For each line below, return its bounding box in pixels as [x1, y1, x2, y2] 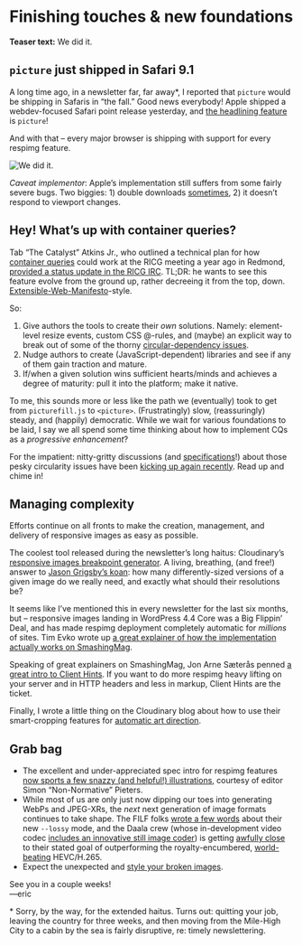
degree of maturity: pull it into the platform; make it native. [22, 378, 239, 388]
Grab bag [9, 741, 63, 756]
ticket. [9, 688, 33, 699]
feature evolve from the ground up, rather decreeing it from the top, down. [9, 276, 286, 286]
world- [254, 842, 279, 853]
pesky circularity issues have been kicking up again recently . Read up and [9, 461, 285, 472]
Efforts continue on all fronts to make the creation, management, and [9, 520, 265, 531]
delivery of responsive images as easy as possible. [9, 530, 199, 541]
